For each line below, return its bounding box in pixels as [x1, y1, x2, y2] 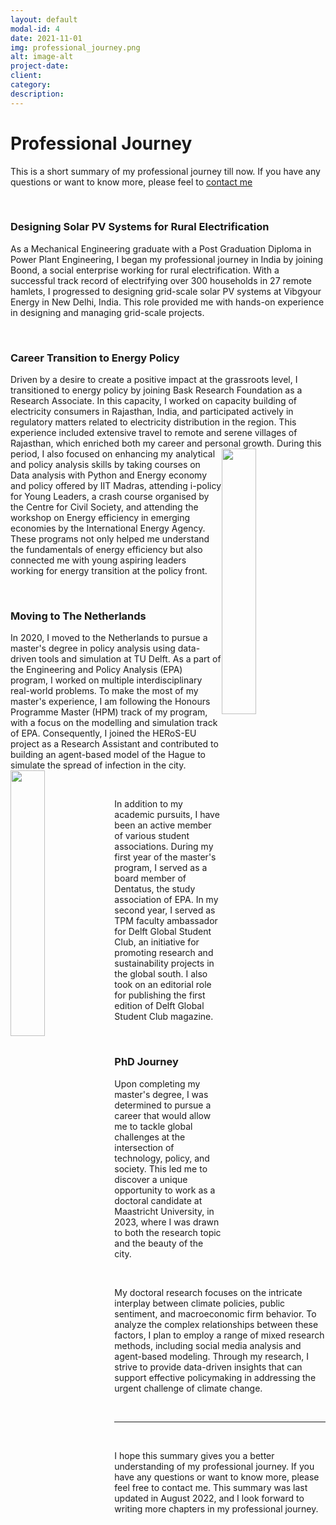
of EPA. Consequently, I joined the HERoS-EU [10, 727, 197, 740]
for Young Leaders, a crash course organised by [10, 491, 210, 503]
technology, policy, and [114, 1152, 210, 1164]
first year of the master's [114, 851, 217, 863]
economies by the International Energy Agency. [10, 522, 206, 535]
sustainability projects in [114, 957, 215, 970]
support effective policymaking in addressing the [114, 1371, 317, 1383]
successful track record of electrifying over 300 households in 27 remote [10, 274, 312, 286]
